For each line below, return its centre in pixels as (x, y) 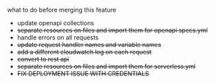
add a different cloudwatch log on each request (84, 52)
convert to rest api (43, 59)
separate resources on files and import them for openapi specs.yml (112, 30)
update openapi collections (56, 23)
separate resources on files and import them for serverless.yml (106, 66)
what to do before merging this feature (62, 10)
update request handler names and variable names (89, 45)
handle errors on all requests (58, 37)
